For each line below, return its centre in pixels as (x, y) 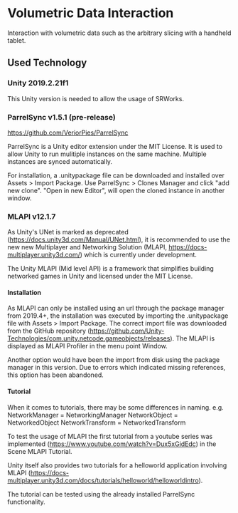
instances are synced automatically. (60, 161)
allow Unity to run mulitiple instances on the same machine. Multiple (107, 154)
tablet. (17, 40)
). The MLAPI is (193, 338)
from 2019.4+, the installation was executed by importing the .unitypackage (118, 316)
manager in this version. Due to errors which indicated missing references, (117, 368)
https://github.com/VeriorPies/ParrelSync (68, 133)
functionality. (27, 502)
